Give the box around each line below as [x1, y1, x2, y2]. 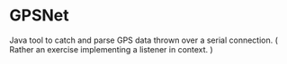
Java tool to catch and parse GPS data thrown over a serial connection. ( [9, 35, 279, 45]
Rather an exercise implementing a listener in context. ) [9, 44, 213, 54]
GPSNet [9, 5, 69, 26]
